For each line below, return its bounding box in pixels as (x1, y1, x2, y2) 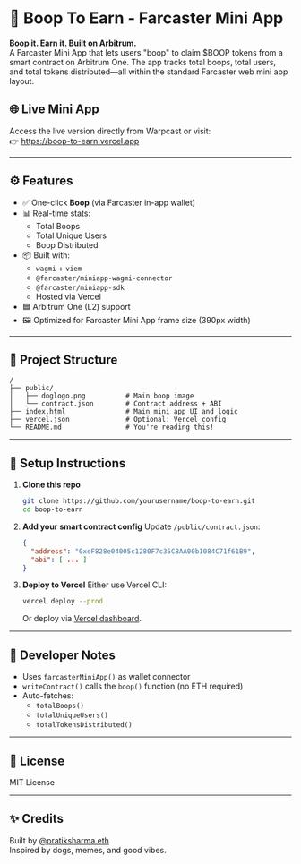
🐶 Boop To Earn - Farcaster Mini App (9, 8, 284, 29)
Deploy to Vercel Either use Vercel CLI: (21, 579, 168, 590)
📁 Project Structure (9, 352, 118, 367)
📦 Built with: (21, 250, 70, 261)
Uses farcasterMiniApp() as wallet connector (21, 672, 191, 682)
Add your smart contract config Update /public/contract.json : (21, 521, 261, 532)
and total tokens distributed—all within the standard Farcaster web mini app (9, 66, 288, 77)
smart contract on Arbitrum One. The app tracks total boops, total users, (9, 56, 276, 67)
